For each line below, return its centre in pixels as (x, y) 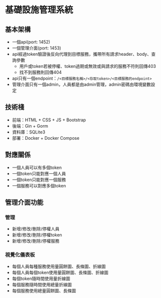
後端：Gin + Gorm (30, 126)
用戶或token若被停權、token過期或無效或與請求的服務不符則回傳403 (88, 66)
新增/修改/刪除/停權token (37, 235)
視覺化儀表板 (20, 255)
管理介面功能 (24, 203)
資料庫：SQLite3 (29, 132)
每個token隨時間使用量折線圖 (41, 278)
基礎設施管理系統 (39, 10)
